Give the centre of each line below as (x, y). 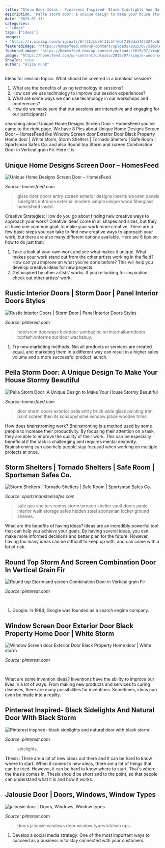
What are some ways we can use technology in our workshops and (80, 98)
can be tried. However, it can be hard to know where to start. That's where (80, 769)
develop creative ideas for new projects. (53, 267)
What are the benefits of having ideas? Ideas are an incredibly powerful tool (82, 526)
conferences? (26, 104)
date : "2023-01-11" (25, 19)
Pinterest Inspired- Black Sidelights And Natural (80, 710)
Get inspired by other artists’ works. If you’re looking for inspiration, (80, 272)
